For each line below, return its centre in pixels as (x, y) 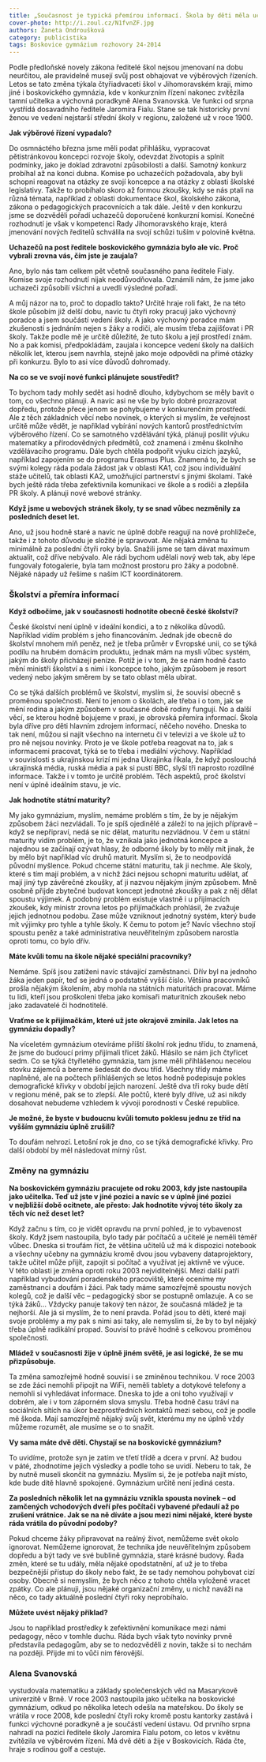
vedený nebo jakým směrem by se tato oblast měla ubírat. (103, 677)
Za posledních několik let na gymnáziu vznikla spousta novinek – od (122, 1498)
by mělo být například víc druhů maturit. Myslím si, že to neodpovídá (120, 857)
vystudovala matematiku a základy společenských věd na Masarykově (124, 1691)
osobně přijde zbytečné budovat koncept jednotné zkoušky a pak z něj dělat (133, 891)
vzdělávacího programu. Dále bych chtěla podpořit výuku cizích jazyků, (125, 452)
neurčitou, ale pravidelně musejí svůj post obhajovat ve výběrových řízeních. (133, 76)
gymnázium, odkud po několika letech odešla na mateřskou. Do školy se (126, 1708)
